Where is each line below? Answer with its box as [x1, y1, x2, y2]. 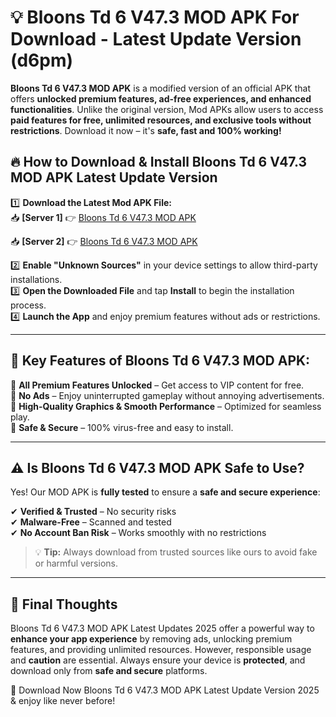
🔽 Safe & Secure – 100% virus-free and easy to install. [10, 421, 234, 433]
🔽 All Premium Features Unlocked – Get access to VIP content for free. [10, 379, 305, 391]
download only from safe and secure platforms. [10, 665, 208, 677]
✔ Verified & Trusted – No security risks [10, 506, 177, 518]
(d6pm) [10, 49, 73, 72]
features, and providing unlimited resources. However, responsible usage [10, 644, 312, 656]
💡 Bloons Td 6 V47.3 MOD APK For [10, 6, 300, 29]
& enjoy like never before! [10, 695, 116, 707]
